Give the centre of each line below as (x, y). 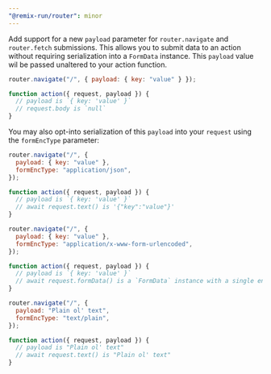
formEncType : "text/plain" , (63, 318)
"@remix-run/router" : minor (56, 16)
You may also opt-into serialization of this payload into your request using (130, 131)
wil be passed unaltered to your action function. (88, 64)
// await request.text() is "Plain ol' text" (94, 355)
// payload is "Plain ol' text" (70, 347)
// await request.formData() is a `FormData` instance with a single (135, 281)
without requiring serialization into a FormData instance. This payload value (131, 56)
